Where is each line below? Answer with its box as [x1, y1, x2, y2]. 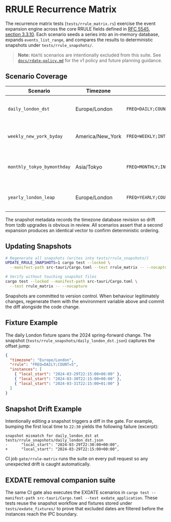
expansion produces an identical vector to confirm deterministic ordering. [5, 227, 160, 233]
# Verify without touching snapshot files [5, 274, 97, 280]
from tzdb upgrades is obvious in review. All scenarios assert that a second [5, 222, 163, 228]
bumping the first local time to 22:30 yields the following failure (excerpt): [5, 424, 159, 430]
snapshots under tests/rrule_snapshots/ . [5, 42, 93, 48]
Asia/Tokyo [75, 163, 103, 170]
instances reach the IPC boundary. [5, 511, 78, 517]
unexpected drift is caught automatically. [5, 461, 91, 467]
